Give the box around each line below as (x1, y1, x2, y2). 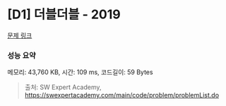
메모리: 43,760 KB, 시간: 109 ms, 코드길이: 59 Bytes (7, 68, 153, 76)
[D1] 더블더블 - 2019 (7, 6, 121, 23)
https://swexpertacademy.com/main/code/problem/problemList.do (24, 91, 220, 100)
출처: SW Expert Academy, (24, 83, 102, 92)
